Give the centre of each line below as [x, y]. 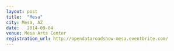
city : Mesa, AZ [25, 22]
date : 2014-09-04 [30, 28]
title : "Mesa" [25, 17]
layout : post [22, 11]
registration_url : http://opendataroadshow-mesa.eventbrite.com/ [87, 39]
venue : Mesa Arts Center [36, 33]
